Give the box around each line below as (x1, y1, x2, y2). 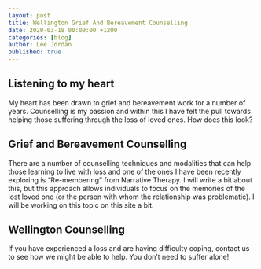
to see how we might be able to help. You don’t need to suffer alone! (8, 252, 230, 262)
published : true (8, 48, 61, 56)
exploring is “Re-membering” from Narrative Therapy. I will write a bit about (8, 175, 253, 185)
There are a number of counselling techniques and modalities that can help (8, 158, 252, 168)
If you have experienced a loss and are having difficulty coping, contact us (8, 244, 250, 253)
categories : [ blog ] (8, 33, 72, 42)
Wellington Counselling (8, 223, 126, 237)
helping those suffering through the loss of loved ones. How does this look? (8, 115, 253, 124)
